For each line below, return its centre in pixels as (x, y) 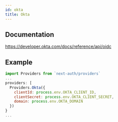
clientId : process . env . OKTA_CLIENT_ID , (55, 92)
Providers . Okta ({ (28, 88)
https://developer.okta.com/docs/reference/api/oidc (58, 47)
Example (19, 62)
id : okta (14, 10)
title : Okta (17, 14)
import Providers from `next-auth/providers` (53, 74)
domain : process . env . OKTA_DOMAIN (49, 102)
